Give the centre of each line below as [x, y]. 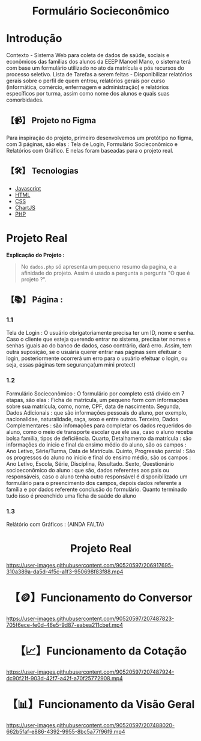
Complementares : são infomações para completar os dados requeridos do [99, 425]
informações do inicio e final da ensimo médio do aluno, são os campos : [96, 444]
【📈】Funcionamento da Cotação [101, 651]
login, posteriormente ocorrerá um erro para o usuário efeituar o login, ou [97, 358]
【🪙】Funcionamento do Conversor [101, 598]
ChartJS [25, 207]
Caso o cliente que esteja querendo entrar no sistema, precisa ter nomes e [98, 339]
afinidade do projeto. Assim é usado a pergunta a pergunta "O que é [105, 273]
